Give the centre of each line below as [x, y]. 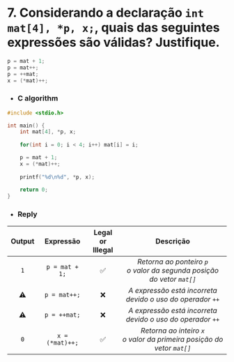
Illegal [103, 250]
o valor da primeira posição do [173, 339]
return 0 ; [34, 190]
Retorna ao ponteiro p [173, 262]
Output [23, 241]
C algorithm [38, 98]
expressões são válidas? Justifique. [114, 43]
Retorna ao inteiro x [173, 331]
